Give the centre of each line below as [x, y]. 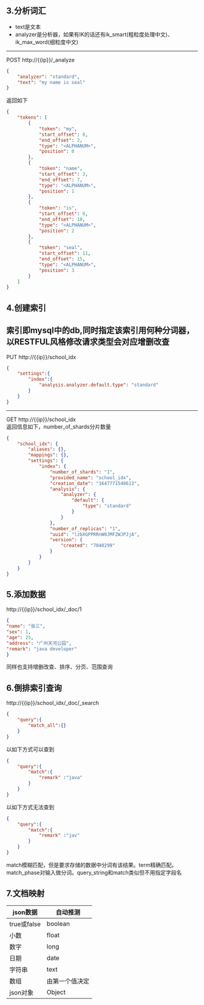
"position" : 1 [56, 191]
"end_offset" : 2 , [61, 140]
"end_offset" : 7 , [61, 180]
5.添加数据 [26, 594]
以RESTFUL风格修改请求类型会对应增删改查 [88, 342]
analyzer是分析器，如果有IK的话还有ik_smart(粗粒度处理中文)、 [94, 34]
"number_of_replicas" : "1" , [85, 528]
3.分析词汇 [26, 11]
